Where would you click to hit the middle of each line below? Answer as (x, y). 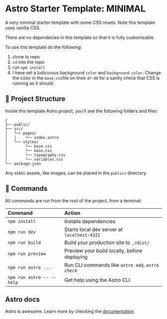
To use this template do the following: (43, 47)
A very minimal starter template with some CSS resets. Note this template (80, 22)
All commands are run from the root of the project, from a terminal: (73, 200)
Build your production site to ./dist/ (107, 242)
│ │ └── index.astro (32, 138)
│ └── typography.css (35, 155)
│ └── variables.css (34, 159)
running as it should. (33, 83)
